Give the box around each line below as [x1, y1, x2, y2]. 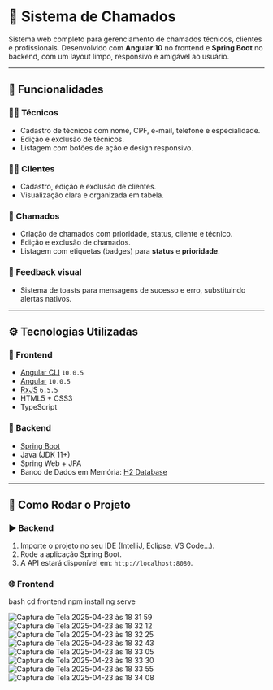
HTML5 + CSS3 [19, 393, 73, 403]
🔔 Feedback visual [8, 267, 83, 278]
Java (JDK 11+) [19, 449, 71, 459]
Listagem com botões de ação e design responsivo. [19, 142, 193, 153]
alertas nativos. [19, 293, 72, 303]
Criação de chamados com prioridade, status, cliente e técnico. [19, 229, 233, 239]
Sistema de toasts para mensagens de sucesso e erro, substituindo [19, 284, 246, 295]
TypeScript [19, 402, 58, 412]
